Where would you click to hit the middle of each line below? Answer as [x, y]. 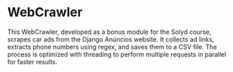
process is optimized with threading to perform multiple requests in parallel [117, 54]
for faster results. [33, 61]
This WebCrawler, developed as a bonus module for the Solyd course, [109, 32]
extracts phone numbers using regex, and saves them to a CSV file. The [112, 47]
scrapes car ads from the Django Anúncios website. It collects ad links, [111, 39]
